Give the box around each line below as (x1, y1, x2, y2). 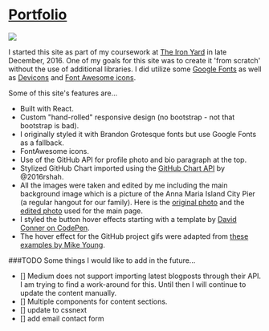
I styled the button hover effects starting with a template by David (19, 214, 237, 224)
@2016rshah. (19, 172, 64, 181)
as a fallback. (19, 138, 64, 147)
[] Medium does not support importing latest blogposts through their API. (19, 271, 262, 281)
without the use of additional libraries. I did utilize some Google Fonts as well (8, 64, 262, 74)
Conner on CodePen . (19, 223, 90, 232)
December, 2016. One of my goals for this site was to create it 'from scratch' (8, 55, 261, 65)
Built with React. (19, 103, 74, 113)
